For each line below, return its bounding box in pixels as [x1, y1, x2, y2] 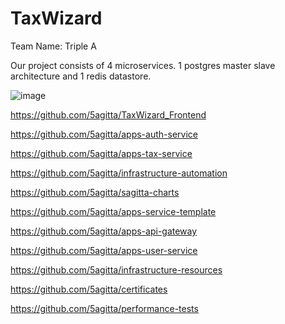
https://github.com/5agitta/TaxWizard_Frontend [10, 108, 207, 121]
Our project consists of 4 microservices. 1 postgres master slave [10, 59, 276, 71]
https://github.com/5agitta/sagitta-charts [10, 186, 180, 198]
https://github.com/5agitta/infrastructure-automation [10, 167, 228, 179]
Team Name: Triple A [10, 40, 97, 52]
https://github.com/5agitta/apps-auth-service [10, 128, 198, 140]
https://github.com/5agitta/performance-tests [10, 302, 199, 314]
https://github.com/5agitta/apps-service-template [10, 205, 217, 217]
